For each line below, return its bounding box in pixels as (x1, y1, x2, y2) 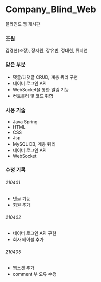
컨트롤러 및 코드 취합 (12, 93, 54, 99)
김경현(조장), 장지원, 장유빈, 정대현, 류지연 (5, 47, 88, 54)
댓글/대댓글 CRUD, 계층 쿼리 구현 (12, 74, 78, 80)
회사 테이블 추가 (12, 237, 44, 243)
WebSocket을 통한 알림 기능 (12, 86, 69, 92)
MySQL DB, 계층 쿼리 (12, 140, 56, 147)
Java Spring (12, 118, 38, 125)
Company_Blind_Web (5, 4, 97, 15)
